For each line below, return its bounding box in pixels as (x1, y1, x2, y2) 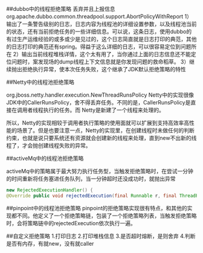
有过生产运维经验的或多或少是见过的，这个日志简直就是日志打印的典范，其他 (6, 36, 197, 42)
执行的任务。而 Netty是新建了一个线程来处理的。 (43, 106, 164, 114)
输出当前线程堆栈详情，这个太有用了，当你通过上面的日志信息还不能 (21, 51, 192, 57)
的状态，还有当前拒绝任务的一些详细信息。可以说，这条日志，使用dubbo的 (6, 28, 192, 35)
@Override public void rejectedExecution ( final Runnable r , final (6, 193, 177, 199)
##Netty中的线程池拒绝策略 (6, 78, 74, 86)
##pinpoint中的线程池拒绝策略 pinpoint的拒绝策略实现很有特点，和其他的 (6, 204, 187, 211)
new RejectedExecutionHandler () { (6, 187, 94, 193)
